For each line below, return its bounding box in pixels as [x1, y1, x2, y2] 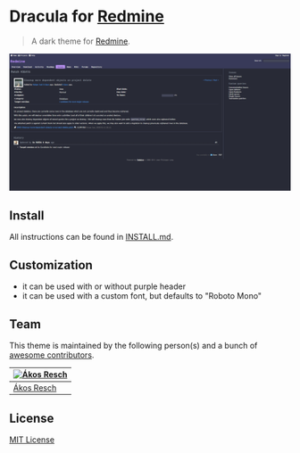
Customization [9, 257, 94, 273]
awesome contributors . [9, 350, 95, 360]
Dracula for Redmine [9, 6, 165, 27]
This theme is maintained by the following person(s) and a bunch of [9, 340, 258, 350]
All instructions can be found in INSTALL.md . [9, 232, 174, 243]
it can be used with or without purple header [21, 281, 186, 292]
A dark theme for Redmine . [30, 36, 131, 46]
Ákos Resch [12, 382, 57, 393]
